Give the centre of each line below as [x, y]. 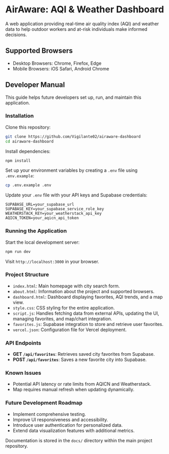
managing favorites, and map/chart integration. [62, 319]
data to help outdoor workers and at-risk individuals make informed [76, 29]
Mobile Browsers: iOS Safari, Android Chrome [61, 68]
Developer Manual [35, 85]
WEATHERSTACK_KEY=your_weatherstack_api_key [54, 214]
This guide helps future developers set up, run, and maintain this [73, 97]
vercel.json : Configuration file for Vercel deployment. [70, 330]
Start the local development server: [43, 242]
